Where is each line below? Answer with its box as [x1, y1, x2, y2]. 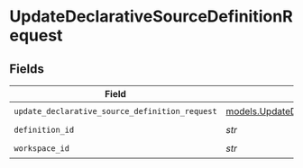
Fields [9, 61, 45, 76]
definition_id [14, 124, 75, 135]
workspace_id [14, 143, 70, 154]
